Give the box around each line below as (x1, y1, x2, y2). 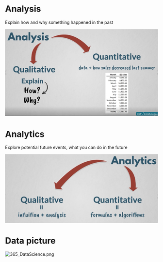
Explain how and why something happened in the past (5, 19, 114, 25)
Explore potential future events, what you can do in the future (5, 144, 128, 151)
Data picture (5, 235, 56, 247)
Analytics (5, 128, 45, 139)
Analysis (5, 3, 41, 15)
